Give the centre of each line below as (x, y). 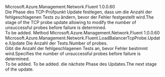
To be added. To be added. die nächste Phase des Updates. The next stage (81, 64)
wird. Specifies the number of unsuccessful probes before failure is (73, 53)
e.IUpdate (15, 43)
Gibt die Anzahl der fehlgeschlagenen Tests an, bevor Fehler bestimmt (76, 48)
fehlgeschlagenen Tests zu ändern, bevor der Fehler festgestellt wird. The (80, 17)
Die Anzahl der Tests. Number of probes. (67, 43)
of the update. (19, 69)
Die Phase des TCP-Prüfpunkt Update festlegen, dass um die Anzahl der (79, 12)
